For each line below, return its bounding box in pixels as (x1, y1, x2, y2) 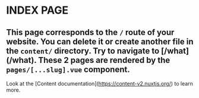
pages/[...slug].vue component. (6, 64, 130, 74)
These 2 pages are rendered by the (38, 55, 170, 65)
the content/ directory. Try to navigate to (6, 46, 160, 56)
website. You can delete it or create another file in (6, 36, 194, 46)
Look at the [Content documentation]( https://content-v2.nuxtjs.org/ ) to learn (6, 80, 193, 87)
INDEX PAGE (6, 4, 69, 17)
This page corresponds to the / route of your (6, 27, 175, 37)
